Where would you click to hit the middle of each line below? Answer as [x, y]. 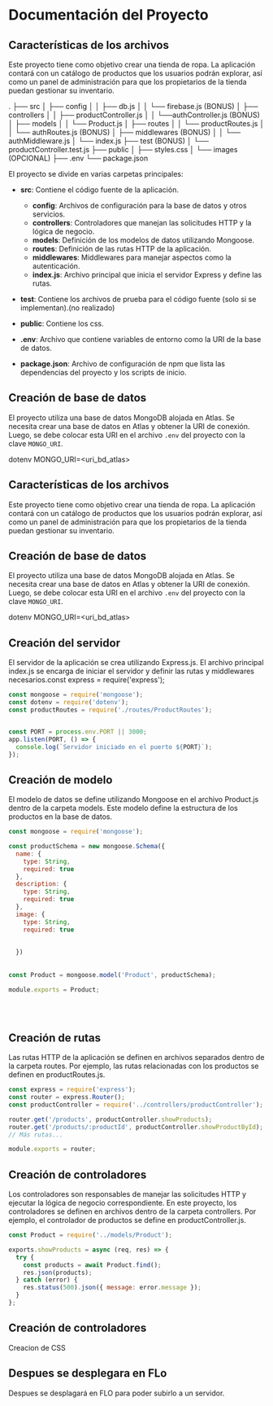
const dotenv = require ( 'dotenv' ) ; [69, 703]
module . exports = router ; [52, 1150]
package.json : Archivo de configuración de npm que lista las [123, 364]
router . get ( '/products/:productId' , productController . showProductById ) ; [136, 1127]
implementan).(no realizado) [67, 308]
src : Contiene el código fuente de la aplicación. [99, 190]
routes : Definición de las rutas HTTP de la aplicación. [122, 249]
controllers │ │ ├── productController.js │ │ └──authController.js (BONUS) [134, 115]
